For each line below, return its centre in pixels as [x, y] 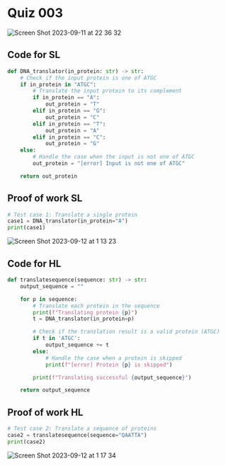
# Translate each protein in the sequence [96, 306]
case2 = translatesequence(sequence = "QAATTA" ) [77, 435]
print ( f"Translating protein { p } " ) [85, 312]
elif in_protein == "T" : [69, 124]
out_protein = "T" [72, 104]
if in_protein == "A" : [66, 98]
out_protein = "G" [72, 144]
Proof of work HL [45, 412]
